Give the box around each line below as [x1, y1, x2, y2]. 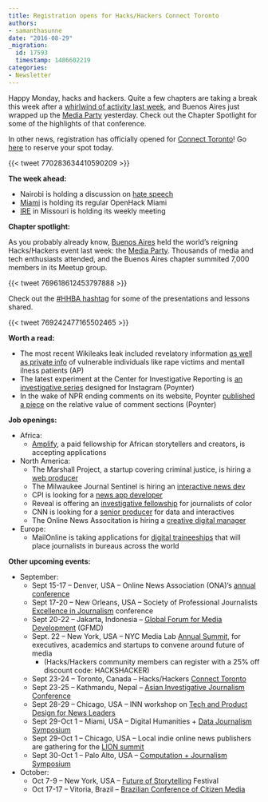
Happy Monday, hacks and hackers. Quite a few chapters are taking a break [8, 93, 258, 102]
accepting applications [31, 447, 107, 457]
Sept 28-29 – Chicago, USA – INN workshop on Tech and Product [31, 699, 248, 708]
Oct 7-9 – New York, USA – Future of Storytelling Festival [31, 776, 219, 785]
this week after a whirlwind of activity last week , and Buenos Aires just [8, 102, 240, 111]
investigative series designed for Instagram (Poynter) [19, 382, 195, 392]
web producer [31, 473, 78, 482]
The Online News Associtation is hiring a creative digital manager [31, 515, 246, 525]
